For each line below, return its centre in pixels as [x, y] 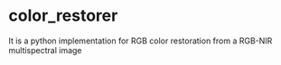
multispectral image [45, 50]
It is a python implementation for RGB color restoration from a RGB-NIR [140, 41]
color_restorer [63, 16]
